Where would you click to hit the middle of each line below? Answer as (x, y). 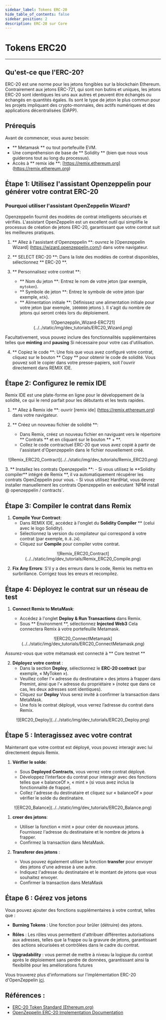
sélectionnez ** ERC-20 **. (40, 262)
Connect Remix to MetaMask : (43, 609)
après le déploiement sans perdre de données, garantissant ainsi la (81, 960)
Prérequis (21, 126)
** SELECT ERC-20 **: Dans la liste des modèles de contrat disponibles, (86, 257)
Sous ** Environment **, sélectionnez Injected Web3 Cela (79, 623)
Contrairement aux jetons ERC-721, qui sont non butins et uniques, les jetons (83, 89)
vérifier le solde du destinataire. (52, 798)
